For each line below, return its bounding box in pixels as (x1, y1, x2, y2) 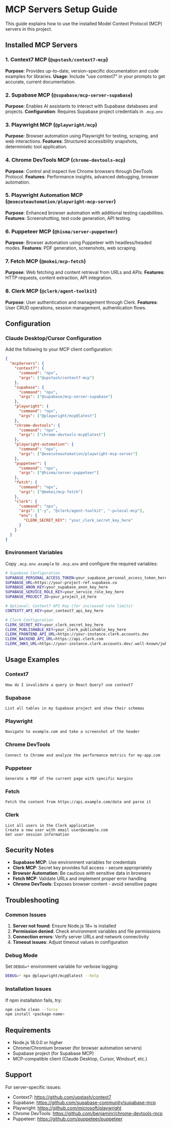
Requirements (5, 1026, 51, 1034)
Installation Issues (5, 985, 52, 993)
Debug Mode (5, 952, 38, 959)
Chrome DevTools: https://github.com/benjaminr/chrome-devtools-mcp (12, 1110, 163, 1116)
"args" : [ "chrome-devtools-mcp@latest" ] (18, 432, 106, 438)
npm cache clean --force (5, 1007, 58, 1012)
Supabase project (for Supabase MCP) (12, 1050, 94, 1056)
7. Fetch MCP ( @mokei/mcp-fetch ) (5, 258, 86, 265)
